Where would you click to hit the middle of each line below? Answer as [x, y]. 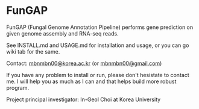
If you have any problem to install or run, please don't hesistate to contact [98, 75]
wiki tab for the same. [33, 51]
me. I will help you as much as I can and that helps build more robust [91, 81]
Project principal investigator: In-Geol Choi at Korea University [84, 99]
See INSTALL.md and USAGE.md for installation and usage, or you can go [98, 45]
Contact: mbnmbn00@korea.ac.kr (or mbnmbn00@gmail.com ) [84, 63]
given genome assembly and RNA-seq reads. [62, 33]
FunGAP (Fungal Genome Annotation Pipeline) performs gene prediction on [100, 27]
